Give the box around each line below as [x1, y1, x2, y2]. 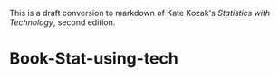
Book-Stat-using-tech [9, 48, 178, 69]
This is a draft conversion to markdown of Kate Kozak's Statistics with [9, 8, 271, 18]
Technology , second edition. [9, 17, 116, 28]
